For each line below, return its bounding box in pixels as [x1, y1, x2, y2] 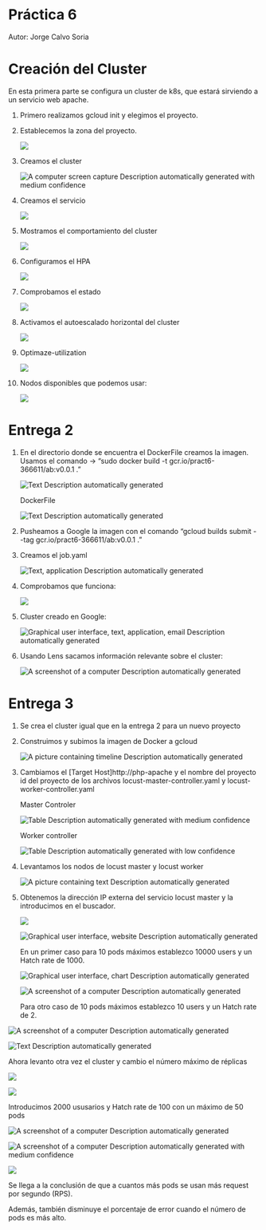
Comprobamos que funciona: [19, 581, 116, 591]
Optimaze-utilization [19, 347, 87, 357]
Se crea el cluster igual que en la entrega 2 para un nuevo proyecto [19, 721, 241, 730]
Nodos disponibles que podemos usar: [19, 378, 147, 388]
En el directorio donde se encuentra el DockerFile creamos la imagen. [19, 447, 249, 457]
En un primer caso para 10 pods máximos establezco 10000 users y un [19, 947, 252, 956]
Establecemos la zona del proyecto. [19, 125, 137, 135]
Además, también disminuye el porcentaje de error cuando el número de [8, 1204, 247, 1214]
